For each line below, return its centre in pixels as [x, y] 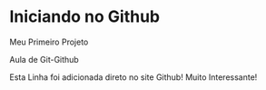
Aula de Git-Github [44, 59]
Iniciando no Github [85, 17]
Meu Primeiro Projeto [49, 42]
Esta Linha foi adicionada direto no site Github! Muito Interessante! [133, 77]
